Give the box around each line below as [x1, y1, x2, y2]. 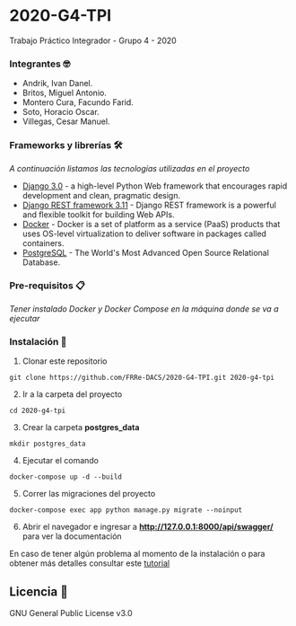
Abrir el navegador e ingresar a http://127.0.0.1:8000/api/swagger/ [22, 522, 274, 533]
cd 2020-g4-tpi [9, 406, 66, 416]
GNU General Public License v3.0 [9, 607, 133, 618]
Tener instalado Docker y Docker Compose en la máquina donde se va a [9, 303, 279, 314]
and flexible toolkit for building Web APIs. [22, 208, 175, 220]
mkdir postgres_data [9, 439, 87, 449]
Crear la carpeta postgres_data [22, 422, 140, 433]
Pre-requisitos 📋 [9, 279, 85, 292]
